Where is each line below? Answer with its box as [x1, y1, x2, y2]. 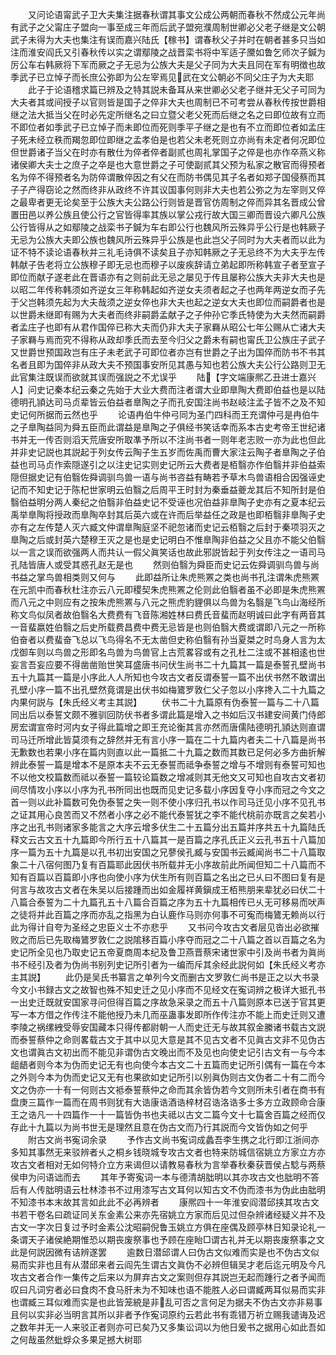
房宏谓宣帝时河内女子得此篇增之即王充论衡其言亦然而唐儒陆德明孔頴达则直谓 [10, 721, 326, 733]
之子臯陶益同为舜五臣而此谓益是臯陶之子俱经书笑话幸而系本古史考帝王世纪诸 [10, 421, 326, 433]
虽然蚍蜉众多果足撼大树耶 [36, 1334, 142, 1345]
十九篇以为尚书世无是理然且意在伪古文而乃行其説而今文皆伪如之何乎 [27, 1121, 308, 1133]
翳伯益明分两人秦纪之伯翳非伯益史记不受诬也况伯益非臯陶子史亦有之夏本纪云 [10, 496, 326, 508]
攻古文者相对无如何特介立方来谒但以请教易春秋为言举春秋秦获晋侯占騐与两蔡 [10, 1159, 326, 1170]
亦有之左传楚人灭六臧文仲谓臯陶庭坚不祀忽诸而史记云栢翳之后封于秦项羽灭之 [10, 521, 326, 533]
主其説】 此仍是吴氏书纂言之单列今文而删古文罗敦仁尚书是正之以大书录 [10, 971, 320, 983]
